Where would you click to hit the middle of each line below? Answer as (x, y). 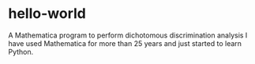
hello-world (47, 14)
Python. (21, 52)
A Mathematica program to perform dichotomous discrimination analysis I (128, 35)
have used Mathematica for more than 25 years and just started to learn (125, 43)
